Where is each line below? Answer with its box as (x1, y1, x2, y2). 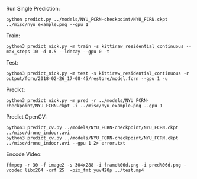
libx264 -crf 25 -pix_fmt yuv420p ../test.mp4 (24, 167, 144, 173)
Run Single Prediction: (6, 5, 60, 12)
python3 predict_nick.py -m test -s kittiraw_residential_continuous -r (6, 71, 189, 76)
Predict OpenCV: (6, 113, 47, 120)
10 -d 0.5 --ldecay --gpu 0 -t (32, 49, 110, 55)
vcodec (6, 167, 22, 173)
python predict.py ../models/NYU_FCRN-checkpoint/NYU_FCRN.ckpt (6, 17, 168, 23)
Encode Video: (6, 151, 42, 158)
